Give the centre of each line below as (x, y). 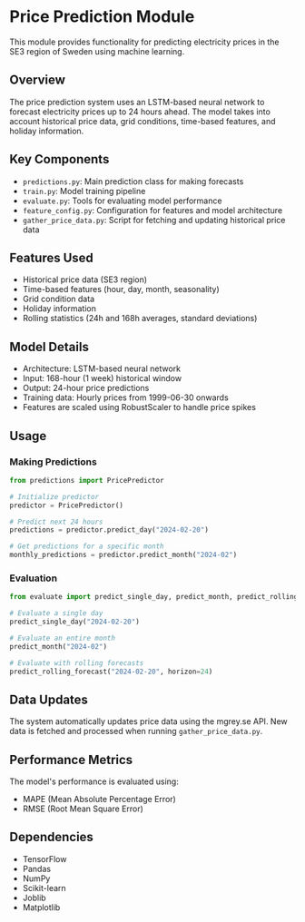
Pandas (37, 868)
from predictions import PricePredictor (87, 480)
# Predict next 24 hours (56, 522)
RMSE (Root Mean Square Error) (83, 809)
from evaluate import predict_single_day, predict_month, (121, 597)
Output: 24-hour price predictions (86, 388)
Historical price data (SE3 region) (85, 280)
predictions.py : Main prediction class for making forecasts (133, 181)
